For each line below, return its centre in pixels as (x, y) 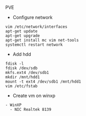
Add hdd (22, 54)
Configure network (33, 17)
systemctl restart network (34, 45)
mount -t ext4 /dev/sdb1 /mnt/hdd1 (43, 82)
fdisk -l (15, 64)
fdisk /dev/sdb (21, 68)
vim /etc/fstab (21, 86)
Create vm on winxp (34, 95)
